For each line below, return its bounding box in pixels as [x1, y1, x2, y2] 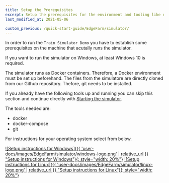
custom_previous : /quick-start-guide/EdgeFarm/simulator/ [5, 26, 129, 31]
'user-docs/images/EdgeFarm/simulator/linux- [57, 162, 153, 168]
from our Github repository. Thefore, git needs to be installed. [5, 81, 133, 87]
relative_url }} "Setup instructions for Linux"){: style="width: [28, 167, 153, 173]
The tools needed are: [5, 105, 51, 111]
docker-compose [12, 120, 49, 127]
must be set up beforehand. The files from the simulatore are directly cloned [5, 75, 163, 81]
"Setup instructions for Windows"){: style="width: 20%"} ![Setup [5, 156, 140, 162]
